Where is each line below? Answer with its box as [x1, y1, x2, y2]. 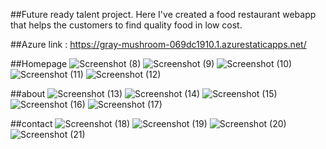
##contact [10, 118, 53, 129]
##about [10, 88, 46, 99]
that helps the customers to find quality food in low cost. [10, 19, 243, 31]
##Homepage [10, 58, 68, 69]
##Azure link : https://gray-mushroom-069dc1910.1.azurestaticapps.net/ [10, 39, 307, 50]
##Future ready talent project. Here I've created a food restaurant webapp [10, 9, 317, 20]
